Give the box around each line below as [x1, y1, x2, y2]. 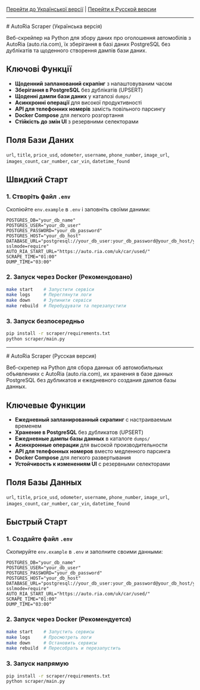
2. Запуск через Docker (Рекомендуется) [6, 615, 132, 623]
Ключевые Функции [6, 400, 86, 410]
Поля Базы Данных [6, 477, 82, 488]
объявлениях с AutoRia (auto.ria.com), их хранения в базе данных [6, 370, 173, 377]
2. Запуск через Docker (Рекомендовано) [6, 273, 133, 281]
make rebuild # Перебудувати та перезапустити [6, 303, 127, 309]
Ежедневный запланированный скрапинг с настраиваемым [14, 416, 172, 423]
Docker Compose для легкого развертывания [14, 454, 132, 461]
